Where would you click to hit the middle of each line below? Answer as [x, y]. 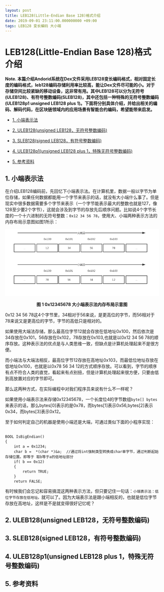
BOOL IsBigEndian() [25, 437]
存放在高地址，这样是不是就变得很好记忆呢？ [50, 503]
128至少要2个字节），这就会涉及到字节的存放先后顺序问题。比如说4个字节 [79, 210]
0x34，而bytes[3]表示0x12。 [34, 411]
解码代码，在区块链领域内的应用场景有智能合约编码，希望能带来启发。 [84, 110]
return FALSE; [28, 481]
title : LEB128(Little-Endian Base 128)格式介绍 [53, 15]
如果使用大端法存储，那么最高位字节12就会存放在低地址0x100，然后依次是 [80, 331]
